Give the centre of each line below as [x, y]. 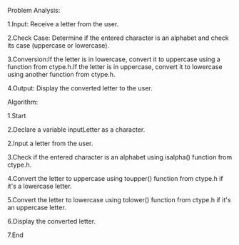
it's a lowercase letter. [40, 186]
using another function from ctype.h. [61, 74]
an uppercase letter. [37, 207]
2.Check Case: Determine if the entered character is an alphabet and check [118, 38]
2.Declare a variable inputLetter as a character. [76, 130]
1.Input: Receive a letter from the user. [63, 24]
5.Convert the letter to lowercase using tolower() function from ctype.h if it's [119, 200]
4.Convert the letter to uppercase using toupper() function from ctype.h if [115, 178]
